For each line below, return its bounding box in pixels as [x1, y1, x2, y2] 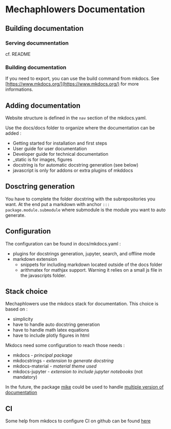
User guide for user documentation [12, 145, 87, 152]
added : [5, 130, 22, 136]
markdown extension [12, 256, 57, 262]
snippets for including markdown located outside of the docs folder [20, 261, 163, 268]
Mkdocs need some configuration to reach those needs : [5, 342, 125, 349]
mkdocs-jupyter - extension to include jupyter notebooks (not [12, 369, 143, 375]
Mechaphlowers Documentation [5, 4, 145, 15]
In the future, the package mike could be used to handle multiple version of [5, 384, 164, 390]
